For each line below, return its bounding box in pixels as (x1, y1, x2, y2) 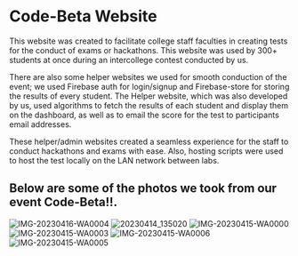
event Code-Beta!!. (9, 195, 118, 210)
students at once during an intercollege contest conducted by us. (9, 54, 249, 65)
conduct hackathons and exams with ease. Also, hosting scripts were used (9, 145, 284, 156)
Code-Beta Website (9, 6, 157, 27)
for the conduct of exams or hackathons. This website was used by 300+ (9, 44, 278, 55)
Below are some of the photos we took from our (9, 180, 278, 196)
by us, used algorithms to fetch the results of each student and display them (9, 100, 289, 110)
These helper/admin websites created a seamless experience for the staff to (9, 136, 289, 147)
